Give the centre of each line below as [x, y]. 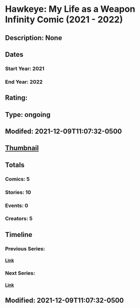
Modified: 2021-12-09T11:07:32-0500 [65, 300]
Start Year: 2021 [25, 69]
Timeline [19, 235]
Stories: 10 [18, 192]
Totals [15, 165]
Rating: [16, 98]
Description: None [34, 38]
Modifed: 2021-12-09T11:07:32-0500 [63, 131]
